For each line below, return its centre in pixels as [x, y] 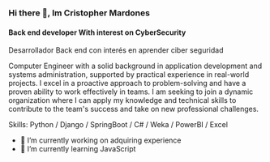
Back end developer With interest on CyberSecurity [97, 32]
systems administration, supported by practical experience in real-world [129, 75]
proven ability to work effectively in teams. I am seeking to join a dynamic [131, 92]
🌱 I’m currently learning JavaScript [78, 149]
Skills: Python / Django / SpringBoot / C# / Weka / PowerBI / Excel [118, 125]
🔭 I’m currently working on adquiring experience [101, 140]
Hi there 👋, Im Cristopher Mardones [79, 13]
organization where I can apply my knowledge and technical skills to [122, 100]
